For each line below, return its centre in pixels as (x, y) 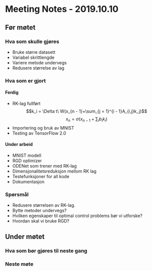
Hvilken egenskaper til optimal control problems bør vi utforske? (77, 216)
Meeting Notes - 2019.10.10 (62, 9)
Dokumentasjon (28, 182)
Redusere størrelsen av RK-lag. (44, 205)
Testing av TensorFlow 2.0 (39, 133)
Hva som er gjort (25, 81)
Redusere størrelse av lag (38, 68)
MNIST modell (27, 155)
